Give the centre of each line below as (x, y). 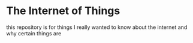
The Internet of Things (63, 11)
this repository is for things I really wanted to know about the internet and (97, 27)
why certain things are (34, 33)
